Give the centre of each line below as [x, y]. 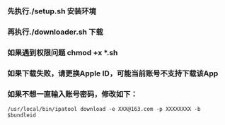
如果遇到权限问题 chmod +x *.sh [63, 52]
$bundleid [22, 115]
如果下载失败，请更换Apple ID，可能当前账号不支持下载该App [113, 73]
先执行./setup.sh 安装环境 [52, 11]
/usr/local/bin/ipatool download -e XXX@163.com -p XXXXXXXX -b [104, 109]
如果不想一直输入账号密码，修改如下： [73, 94]
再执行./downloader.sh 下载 [56, 32]
